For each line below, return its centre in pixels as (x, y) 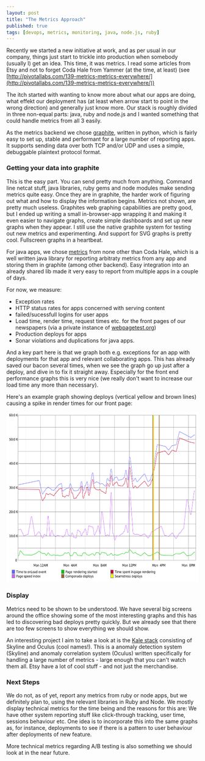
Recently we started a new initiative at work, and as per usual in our (91, 50)
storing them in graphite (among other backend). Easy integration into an (98, 265)
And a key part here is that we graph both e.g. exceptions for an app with (98, 352)
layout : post (23, 13)
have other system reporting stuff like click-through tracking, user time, (96, 715)
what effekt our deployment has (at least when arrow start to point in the (97, 102)
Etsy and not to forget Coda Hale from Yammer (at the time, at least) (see (98, 70)
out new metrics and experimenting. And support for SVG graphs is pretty (99, 233)
